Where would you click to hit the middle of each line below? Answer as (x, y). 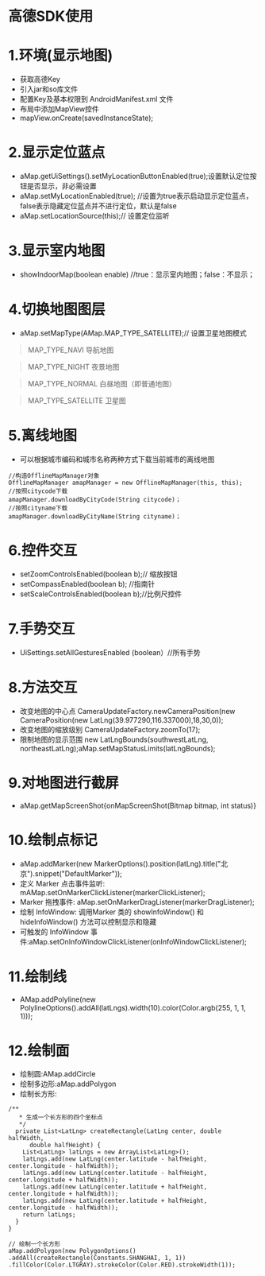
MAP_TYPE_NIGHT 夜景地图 (73, 367)
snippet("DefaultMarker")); (79, 873)
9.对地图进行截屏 (63, 783)
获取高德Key (40, 80)
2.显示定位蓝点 (57, 153)
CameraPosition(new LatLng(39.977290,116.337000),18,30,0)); (121, 719)
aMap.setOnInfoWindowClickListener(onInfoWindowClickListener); (138, 941)
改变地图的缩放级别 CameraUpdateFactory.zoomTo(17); (110, 729)
